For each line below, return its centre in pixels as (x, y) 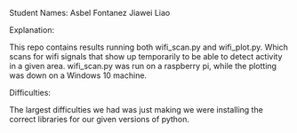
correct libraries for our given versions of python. (99, 119)
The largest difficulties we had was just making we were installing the (136, 110)
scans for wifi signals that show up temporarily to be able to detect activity (146, 56)
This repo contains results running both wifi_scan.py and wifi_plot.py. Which (149, 47)
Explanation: (32, 30)
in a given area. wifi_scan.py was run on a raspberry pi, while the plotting (143, 66)
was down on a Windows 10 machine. (78, 75)
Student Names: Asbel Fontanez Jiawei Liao (90, 13)
